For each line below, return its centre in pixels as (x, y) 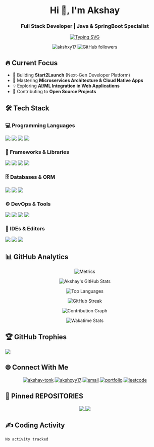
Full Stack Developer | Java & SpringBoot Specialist (85, 26)
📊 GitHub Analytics (37, 257)
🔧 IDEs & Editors (25, 228)
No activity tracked (27, 439)
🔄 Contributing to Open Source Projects (54, 92)
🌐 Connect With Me (37, 367)
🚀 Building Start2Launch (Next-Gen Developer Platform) (71, 75)
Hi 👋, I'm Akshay (85, 10)
